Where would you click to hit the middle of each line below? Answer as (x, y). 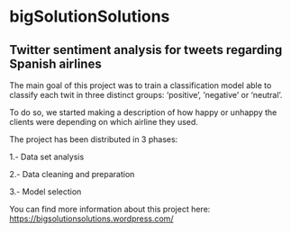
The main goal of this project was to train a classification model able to (141, 85)
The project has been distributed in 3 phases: (94, 139)
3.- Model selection (45, 192)
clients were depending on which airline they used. (104, 122)
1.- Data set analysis (47, 157)
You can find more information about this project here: (110, 209)
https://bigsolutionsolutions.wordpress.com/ (91, 219)
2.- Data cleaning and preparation (72, 174)
